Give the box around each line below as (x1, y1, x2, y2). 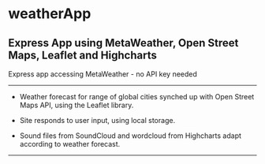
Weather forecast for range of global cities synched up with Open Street (19, 92, 255, 101)
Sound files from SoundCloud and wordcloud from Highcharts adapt (19, 131, 242, 140)
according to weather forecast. (19, 140, 121, 148)
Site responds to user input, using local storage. (19, 116, 176, 125)
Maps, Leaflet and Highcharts (8, 48, 158, 61)
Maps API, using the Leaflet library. (19, 100, 134, 110)
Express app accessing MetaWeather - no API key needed (8, 69, 197, 79)
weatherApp (8, 5, 91, 23)
